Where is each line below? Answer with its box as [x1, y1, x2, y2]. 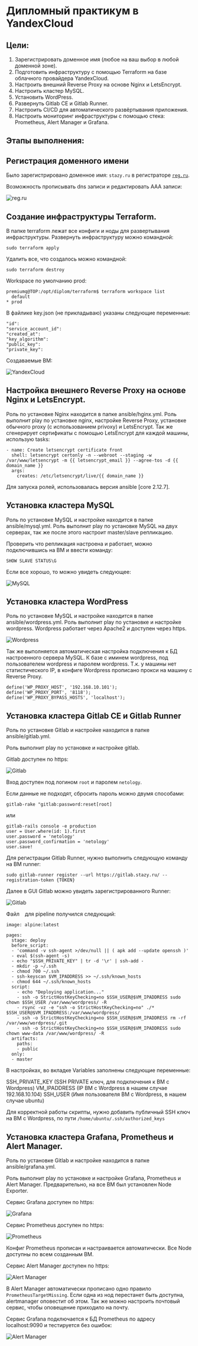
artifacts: [11, 1036, 38, 1042]
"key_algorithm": [6, 336, 49, 342]
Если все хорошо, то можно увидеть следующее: [6, 568, 131, 575]
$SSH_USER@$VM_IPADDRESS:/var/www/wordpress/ [6, 1010, 120, 1016]
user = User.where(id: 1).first [6, 829, 86, 835]
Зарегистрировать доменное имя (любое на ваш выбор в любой [14, 56, 179, 63]
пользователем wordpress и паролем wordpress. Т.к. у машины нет [6, 660, 177, 667]
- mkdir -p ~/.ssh [11, 964, 57, 969]
